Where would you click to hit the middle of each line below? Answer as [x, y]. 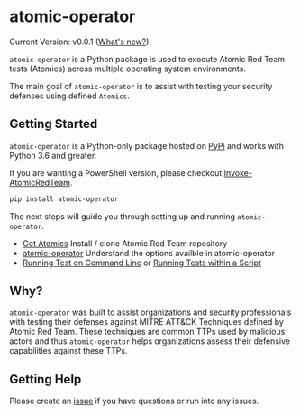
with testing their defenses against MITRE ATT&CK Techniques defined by [146, 322]
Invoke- [238, 172]
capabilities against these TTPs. [68, 351]
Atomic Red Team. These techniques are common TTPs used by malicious [147, 332]
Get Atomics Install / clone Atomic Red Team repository [125, 243]
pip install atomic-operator [64, 199]
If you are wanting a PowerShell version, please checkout [116, 172]
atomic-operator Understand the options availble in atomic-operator [149, 253]
